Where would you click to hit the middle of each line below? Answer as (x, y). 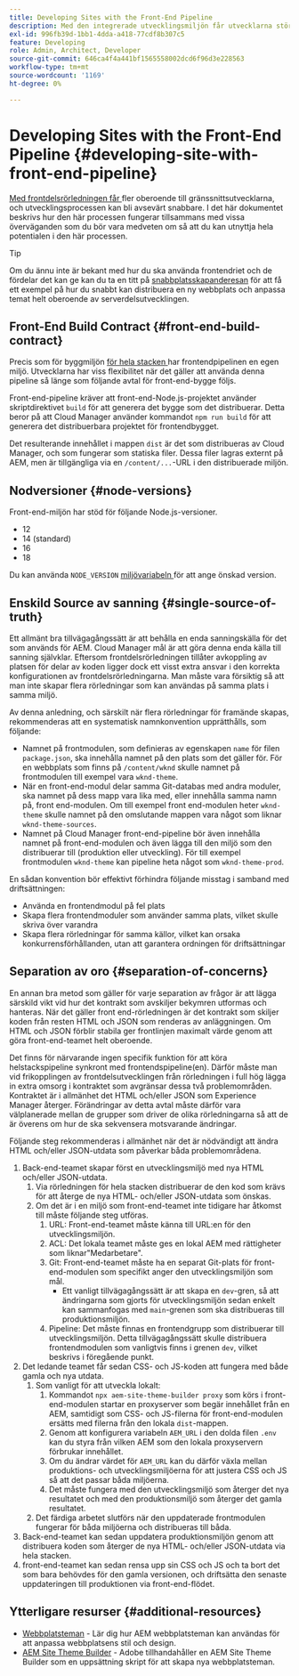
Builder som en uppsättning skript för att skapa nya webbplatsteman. (149, 1662)
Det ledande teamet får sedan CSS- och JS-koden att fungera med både (155, 1366)
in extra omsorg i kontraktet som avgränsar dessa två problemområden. (141, 1086)
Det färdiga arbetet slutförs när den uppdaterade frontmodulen (150, 1518)
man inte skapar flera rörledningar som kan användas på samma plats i (139, 685)
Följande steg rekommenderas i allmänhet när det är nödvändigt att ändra (144, 1141)
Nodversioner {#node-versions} (101, 490)
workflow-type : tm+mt (49, 68)
